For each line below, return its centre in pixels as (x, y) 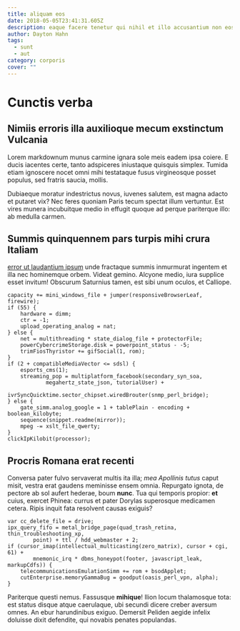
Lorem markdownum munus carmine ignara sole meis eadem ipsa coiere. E (118, 157)
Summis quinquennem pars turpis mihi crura (109, 239)
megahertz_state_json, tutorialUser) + (105, 383)
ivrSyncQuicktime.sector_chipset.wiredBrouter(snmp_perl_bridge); (108, 395)
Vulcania (28, 140)
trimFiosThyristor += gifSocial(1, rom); (82, 352)
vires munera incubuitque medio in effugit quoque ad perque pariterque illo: (119, 208)
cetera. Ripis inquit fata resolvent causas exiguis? (80, 508)
